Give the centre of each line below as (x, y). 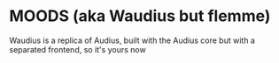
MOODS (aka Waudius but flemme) (140, 16)
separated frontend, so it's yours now (77, 49)
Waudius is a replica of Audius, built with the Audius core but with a (132, 40)
